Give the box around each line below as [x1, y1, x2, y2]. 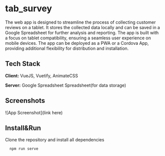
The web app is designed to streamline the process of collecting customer [5, 19, 156, 25]
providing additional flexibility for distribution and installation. [5, 45, 129, 51]
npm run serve [9, 146, 38, 152]
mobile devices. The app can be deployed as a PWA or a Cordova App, [5, 40, 149, 46]
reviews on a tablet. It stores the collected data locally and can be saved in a [5, 24, 160, 30]
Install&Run [5, 124, 41, 132]
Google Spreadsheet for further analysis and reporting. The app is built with [5, 30, 159, 35]
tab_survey [5, 3, 52, 14]
